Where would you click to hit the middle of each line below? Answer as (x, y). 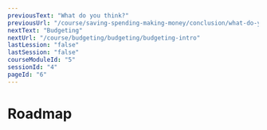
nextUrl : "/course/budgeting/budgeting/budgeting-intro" (104, 38)
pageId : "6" (27, 75)
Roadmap (40, 114)
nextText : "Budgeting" (45, 30)
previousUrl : (29, 23)
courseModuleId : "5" (42, 60)
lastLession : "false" (43, 45)
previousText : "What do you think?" (68, 15)
